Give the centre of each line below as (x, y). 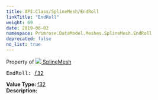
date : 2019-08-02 (28, 28)
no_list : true (24, 45)
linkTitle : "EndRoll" (33, 17)
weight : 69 (20, 22)
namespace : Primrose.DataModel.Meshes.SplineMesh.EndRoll (79, 34)
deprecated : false (29, 39)
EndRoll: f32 (25, 73)
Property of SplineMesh (39, 62)
